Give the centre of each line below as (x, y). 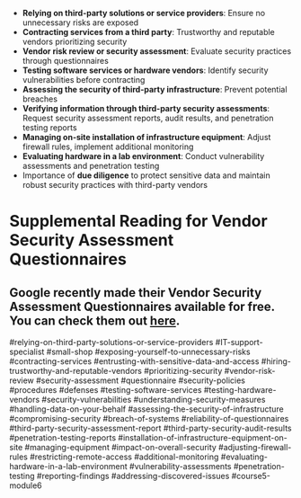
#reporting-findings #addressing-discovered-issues (133, 476)
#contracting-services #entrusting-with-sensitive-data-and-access (134, 361)
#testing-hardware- (240, 390)
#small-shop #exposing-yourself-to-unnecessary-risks (148, 351)
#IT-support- (239, 342)
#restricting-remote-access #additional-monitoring (124, 457)
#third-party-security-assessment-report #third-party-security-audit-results (150, 428)
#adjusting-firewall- (255, 447)
